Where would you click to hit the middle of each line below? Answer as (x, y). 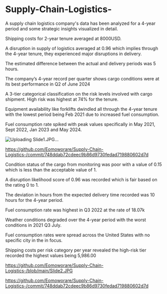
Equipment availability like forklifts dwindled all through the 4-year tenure (81, 109)
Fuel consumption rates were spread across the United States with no (78, 235)
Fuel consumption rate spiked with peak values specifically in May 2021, (80, 124)
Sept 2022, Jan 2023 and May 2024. (44, 130)
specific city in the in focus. (34, 240)
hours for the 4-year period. (34, 200)
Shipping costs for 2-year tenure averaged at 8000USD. (64, 38)
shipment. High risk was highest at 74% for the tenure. (62, 99)
